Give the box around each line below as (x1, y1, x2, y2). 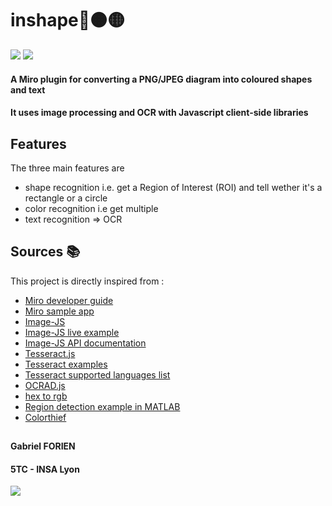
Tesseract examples (24, 358, 108, 370)
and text (10, 83, 46, 96)
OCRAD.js (24, 379, 66, 391)
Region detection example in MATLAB (24, 400, 181, 412)
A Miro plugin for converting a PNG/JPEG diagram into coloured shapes (10, 73, 313, 85)
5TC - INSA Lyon (10, 463, 80, 475)
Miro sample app (24, 305, 95, 317)
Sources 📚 (10, 243, 81, 261)
